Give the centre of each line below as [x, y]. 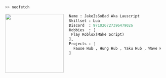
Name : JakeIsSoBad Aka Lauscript [104, 16]
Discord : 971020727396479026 [101, 25]
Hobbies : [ [82, 30]
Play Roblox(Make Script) [98, 35]
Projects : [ [82, 44]
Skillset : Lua [84, 21]
